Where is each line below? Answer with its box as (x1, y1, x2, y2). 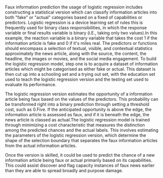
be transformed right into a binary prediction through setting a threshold (5, 102, 149, 107)
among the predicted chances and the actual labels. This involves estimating (5, 127, 159, 133)
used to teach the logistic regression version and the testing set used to (5, 76, 149, 82)
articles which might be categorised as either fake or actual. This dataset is (5, 66, 156, 72)
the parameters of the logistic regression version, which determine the (5, 132, 146, 138)
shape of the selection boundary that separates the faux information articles (5, 138, 158, 143)
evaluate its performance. (5, 82, 57, 87)
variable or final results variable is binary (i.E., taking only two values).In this (5, 30, 157, 36)
